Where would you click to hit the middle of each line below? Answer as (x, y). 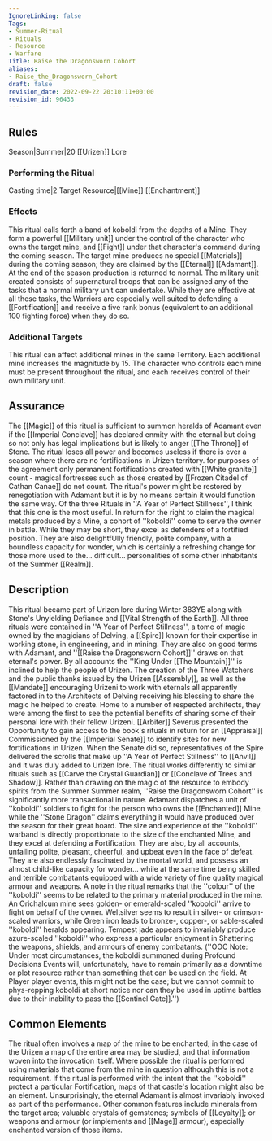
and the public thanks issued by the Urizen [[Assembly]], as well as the (127, 678)
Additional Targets (45, 337)
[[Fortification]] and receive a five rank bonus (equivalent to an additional (131, 307)
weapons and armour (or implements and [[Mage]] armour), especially (127, 1121)
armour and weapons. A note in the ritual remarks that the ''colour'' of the (132, 886)
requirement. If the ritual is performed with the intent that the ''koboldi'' (127, 1078)
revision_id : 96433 (41, 99)
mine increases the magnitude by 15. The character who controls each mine (135, 363)
